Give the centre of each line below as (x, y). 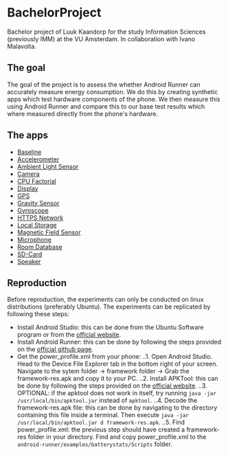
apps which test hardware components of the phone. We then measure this (114, 99)
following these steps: (38, 314)
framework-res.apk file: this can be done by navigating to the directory (117, 408)
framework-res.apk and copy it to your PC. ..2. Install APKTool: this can (117, 379)
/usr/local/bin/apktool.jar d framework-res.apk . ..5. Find (101, 422)
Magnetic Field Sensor (49, 232)
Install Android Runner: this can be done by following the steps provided (119, 342)
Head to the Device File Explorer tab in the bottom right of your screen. (117, 364)
